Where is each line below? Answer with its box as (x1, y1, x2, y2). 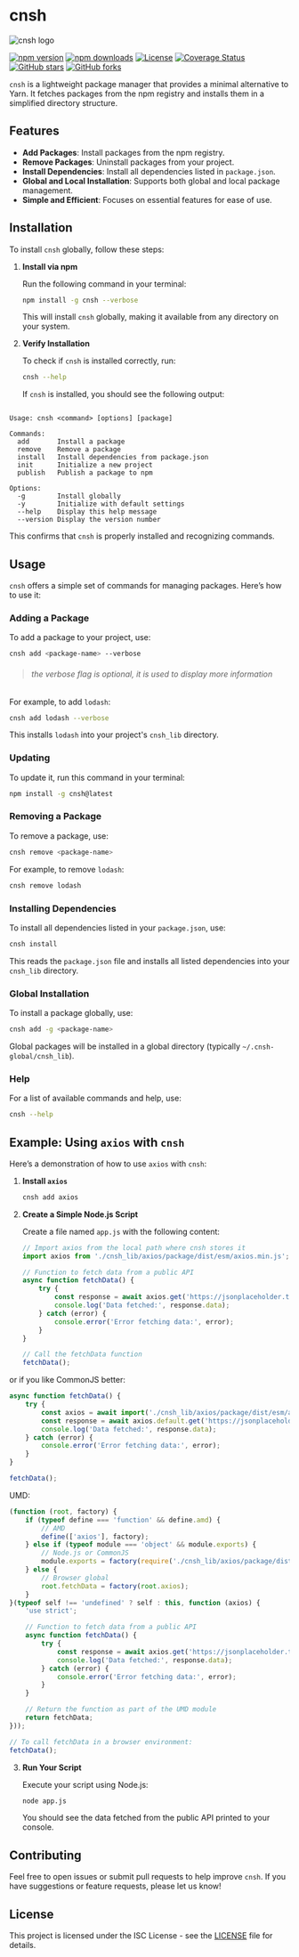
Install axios (21, 1175, 69, 1186)
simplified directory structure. (9, 97, 118, 108)
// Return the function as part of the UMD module (25, 1705, 217, 1714)
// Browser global (41, 1573, 109, 1582)
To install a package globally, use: (9, 1008, 133, 1019)
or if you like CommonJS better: (9, 1375, 126, 1385)
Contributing (9, 1847, 82, 1863)
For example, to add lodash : (9, 696, 111, 707)
